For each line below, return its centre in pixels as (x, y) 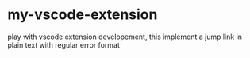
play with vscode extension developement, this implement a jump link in (125, 37)
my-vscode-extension (83, 15)
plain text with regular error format (63, 44)
